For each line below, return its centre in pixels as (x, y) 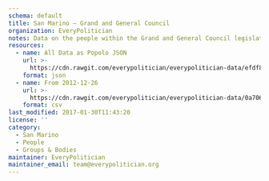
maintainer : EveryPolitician (57, 157)
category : (25, 127)
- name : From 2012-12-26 (57, 82)
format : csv (42, 105)
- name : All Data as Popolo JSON (71, 53)
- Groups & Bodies (46, 150)
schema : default (35, 16)
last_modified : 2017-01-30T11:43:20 (69, 113)
